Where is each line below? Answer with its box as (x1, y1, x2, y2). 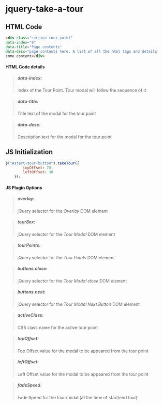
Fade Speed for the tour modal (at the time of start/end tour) (17, 394, 138, 400)
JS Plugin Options (5, 185, 43, 190)
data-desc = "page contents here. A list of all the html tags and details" (5, 49, 160, 54)
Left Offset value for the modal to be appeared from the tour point (17, 371, 149, 377)
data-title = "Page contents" (5, 45, 62, 49)
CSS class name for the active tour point (17, 325, 98, 330)
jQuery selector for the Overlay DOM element (17, 208, 108, 214)
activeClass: (17, 312, 44, 318)
